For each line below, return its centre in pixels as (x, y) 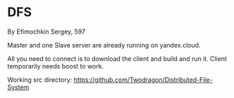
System (18, 87)
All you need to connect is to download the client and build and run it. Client (117, 58)
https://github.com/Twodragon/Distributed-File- (143, 79)
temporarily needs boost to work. (56, 66)
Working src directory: (40, 79)
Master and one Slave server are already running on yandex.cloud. (104, 45)
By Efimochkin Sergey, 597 (47, 31)
